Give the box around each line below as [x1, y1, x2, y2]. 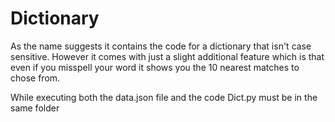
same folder [10, 102, 60, 114]
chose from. [10, 72, 61, 84]
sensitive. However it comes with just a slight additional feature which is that [10, 50, 325, 62]
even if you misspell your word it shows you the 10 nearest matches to [10, 61, 300, 73]
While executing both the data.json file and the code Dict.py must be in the [10, 91, 318, 103]
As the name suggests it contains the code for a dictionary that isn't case [10, 40, 312, 52]
